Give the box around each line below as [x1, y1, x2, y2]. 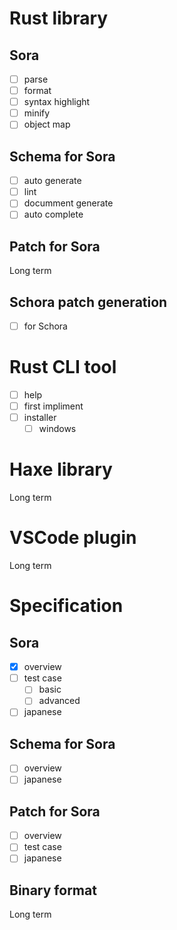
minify [23, 107, 51, 119]
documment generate [23, 197, 114, 209]
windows [38, 423, 77, 435]
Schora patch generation [9, 293, 168, 311]
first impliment [23, 400, 84, 412]
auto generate [23, 175, 82, 187]
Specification [9, 595, 124, 617]
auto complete [23, 208, 84, 221]
